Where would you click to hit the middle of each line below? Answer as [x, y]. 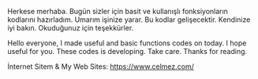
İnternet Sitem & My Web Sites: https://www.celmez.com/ [101, 66]
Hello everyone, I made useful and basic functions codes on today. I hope [127, 43]
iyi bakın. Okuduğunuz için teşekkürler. [71, 28]
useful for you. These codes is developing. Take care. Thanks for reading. [127, 51]
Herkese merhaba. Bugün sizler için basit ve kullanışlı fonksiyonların [118, 11]
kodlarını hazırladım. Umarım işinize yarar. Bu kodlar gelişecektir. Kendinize [129, 20]
